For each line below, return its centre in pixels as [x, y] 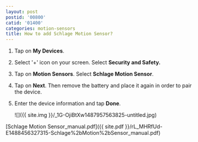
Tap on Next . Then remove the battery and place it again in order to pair [103, 86]
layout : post [22, 12]
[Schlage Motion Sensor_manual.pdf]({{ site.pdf [65, 126]
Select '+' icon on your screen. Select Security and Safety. [87, 63]
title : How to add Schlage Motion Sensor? [59, 34]
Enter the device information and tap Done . [67, 104]
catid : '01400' [25, 23]
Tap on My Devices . [39, 51]
